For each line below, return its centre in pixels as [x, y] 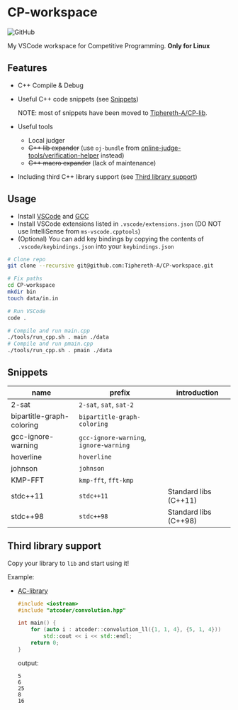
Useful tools [35, 126]
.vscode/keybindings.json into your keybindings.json [96, 246]
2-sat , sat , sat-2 [107, 404]
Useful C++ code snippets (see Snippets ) [78, 99]
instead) [112, 155]
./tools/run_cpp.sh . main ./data [58, 337]
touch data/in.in [33, 298]
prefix [120, 393]
